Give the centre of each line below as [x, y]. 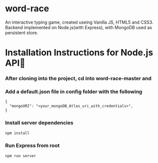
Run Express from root [32, 146]
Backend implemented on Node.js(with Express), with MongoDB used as [79, 27]
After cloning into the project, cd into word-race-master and [78, 78]
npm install [17, 133]
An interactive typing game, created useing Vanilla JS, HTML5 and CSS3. [79, 22]
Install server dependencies [39, 123]
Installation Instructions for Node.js [79, 53]
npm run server [21, 156]
